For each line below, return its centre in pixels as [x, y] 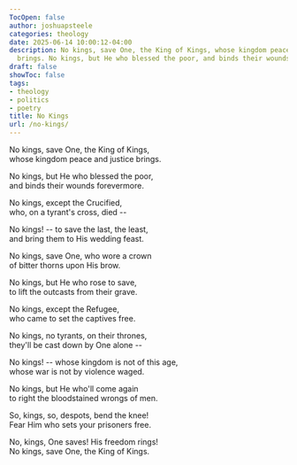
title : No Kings [39, 116]
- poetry [25, 108]
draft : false [33, 67]
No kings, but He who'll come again [74, 389]
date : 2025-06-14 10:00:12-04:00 [71, 42]
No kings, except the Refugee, [64, 309]
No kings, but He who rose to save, [73, 283]
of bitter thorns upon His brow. [65, 265]
